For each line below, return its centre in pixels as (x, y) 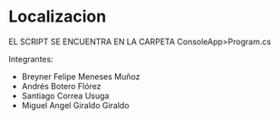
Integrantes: (31, 59)
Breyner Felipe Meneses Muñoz (81, 76)
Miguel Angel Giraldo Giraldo (75, 105)
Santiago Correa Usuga (65, 96)
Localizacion (58, 17)
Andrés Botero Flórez (61, 86)
